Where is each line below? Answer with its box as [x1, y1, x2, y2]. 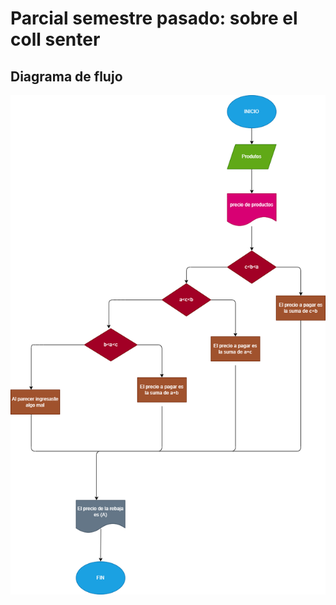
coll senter [10, 28, 101, 51]
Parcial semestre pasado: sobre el [10, 7, 298, 30]
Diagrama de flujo [10, 68, 123, 85]
